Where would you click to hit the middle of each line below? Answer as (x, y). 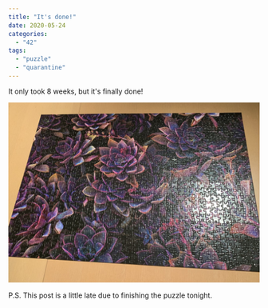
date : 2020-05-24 (37, 25)
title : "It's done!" (43, 17)
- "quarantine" (41, 68)
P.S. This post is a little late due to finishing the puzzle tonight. (110, 295)
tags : (17, 51)
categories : (28, 34)
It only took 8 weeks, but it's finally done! (76, 91)
